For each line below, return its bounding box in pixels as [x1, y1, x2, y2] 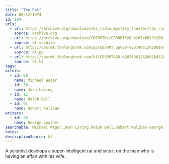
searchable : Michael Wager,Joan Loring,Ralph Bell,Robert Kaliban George [5, 125, 163, 130]
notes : [5, 129, 19, 134]
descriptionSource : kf [5, 134, 53, 139]
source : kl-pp [14, 49, 44, 54]
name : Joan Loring [14, 87, 53, 92]
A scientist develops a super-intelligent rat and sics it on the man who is [5, 148, 154, 154]
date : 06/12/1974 [5, 12, 42, 17]
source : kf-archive [14, 40, 55, 45]
